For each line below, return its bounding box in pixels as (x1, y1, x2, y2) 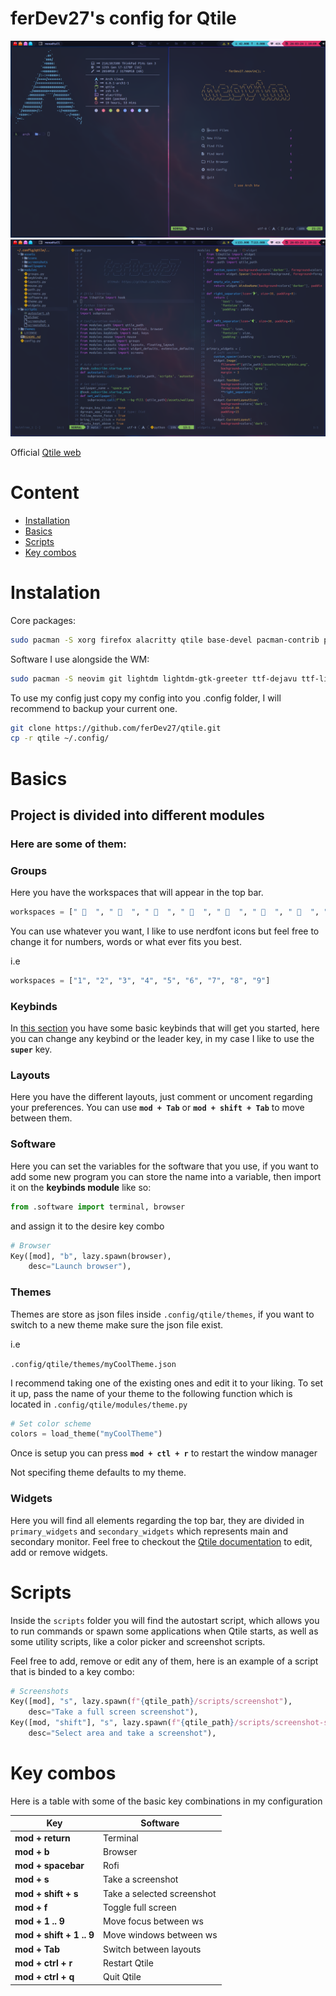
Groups (10, 863, 48, 877)
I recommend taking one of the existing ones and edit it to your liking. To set (10, 1377, 324, 1389)
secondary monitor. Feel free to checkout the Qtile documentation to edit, (10, 1535, 313, 1547)
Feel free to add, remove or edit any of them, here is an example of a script (10, 1655, 319, 1667)
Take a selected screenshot (102, 1887, 217, 1899)
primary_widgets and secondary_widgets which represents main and (10, 1525, 288, 1537)
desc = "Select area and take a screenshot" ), (28, 1728, 217, 1739)
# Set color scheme (10, 1418, 92, 1429)
